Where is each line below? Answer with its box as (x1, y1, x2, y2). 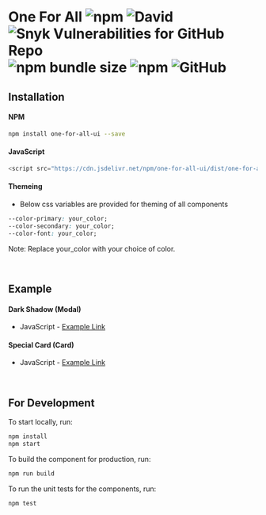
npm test (8, 499, 37, 507)
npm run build (8, 469, 55, 478)
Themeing (8, 182, 43, 191)
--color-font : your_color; (8, 229, 97, 237)
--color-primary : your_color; (8, 214, 108, 222)
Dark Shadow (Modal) (8, 304, 82, 313)
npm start (8, 440, 41, 448)
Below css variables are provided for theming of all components (19, 199, 228, 209)
